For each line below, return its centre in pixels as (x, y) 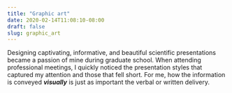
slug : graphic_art (34, 33)
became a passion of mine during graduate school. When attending (104, 60)
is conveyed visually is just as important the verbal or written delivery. (108, 82)
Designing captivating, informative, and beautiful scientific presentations (112, 53)
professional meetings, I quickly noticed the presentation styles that (105, 67)
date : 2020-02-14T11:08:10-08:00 (56, 20)
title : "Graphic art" (39, 14)
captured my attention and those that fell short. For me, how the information (116, 75)
